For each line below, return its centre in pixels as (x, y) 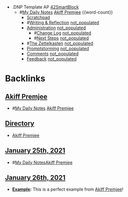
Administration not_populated (56, 28)
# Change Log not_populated (63, 33)
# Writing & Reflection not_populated (63, 22)
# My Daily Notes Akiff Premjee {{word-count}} (66, 12)
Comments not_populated (53, 54)
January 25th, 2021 (35, 151)
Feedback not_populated (52, 59)
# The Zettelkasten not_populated (60, 43)
